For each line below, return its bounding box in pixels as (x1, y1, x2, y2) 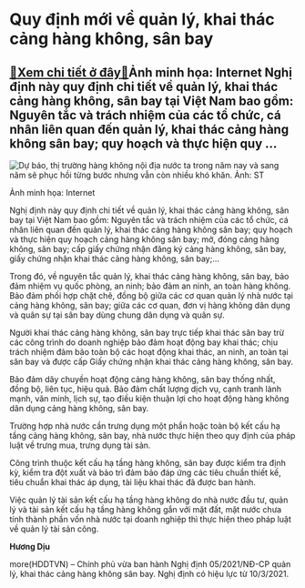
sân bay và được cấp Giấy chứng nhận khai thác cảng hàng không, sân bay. (9, 356, 294, 367)
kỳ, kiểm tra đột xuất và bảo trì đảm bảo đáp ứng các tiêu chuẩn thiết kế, (9, 467, 281, 478)
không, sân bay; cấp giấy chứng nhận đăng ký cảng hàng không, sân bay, (9, 244, 287, 254)
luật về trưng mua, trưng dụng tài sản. (9, 440, 151, 451)
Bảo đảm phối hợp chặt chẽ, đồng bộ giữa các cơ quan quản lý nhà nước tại (9, 290, 294, 300)
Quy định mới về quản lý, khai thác (9, 9, 275, 30)
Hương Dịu (9, 542, 50, 552)
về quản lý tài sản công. (9, 523, 99, 534)
